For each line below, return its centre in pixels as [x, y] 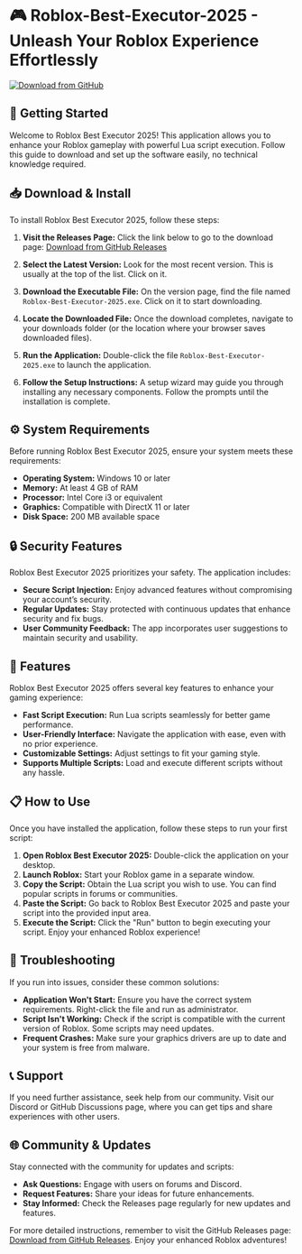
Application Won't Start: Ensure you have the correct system [137, 1000]
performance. [48, 724]
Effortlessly [54, 60]
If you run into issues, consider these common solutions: [114, 982]
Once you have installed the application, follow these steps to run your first [148, 828]
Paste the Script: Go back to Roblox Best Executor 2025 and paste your [156, 903]
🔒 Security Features [66, 546]
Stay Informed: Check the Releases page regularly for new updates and [156, 1203]
